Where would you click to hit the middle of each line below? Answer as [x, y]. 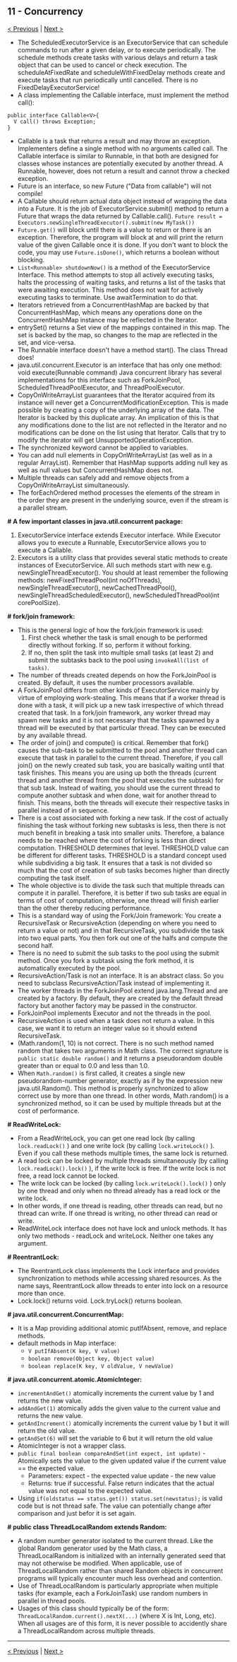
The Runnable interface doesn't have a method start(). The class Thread [122, 350]
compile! [30, 193]
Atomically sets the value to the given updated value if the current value [122, 1461]
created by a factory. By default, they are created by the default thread [120, 998]
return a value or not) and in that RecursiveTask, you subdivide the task [121, 930]
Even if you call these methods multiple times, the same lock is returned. [123, 1153]
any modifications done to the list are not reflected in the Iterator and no [122, 425]
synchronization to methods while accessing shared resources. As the [120, 1278]
